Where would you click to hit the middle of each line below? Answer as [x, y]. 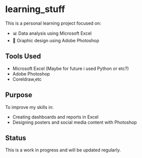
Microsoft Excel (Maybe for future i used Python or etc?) [70, 68]
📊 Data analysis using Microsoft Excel [52, 33]
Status [16, 138]
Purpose [19, 95]
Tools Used [23, 56]
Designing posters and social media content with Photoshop [75, 122]
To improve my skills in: [29, 107]
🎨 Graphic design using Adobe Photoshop [56, 40]
